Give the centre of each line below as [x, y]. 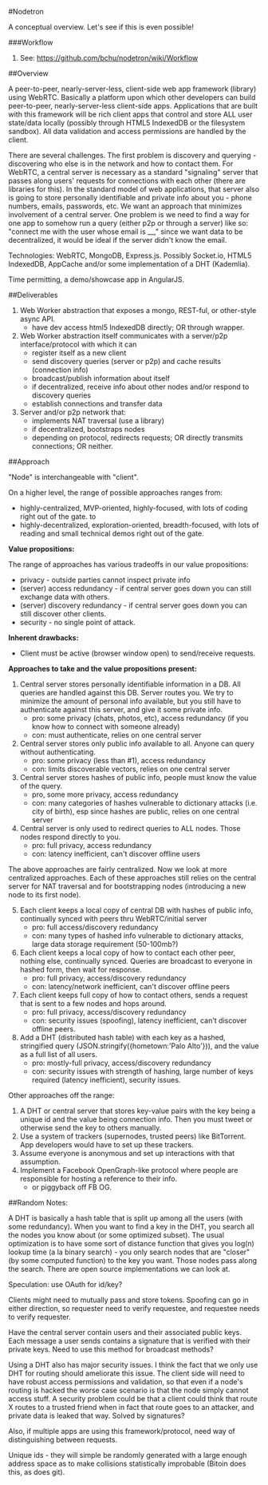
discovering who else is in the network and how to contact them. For [121, 164]
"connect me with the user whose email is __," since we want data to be [126, 232]
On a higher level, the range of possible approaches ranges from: [116, 493]
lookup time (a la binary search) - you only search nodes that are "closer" [129, 1252]
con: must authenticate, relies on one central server [116, 735]
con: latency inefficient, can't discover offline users [116, 854]
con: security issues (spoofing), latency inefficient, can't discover [139, 1020]
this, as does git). [37, 1472]
